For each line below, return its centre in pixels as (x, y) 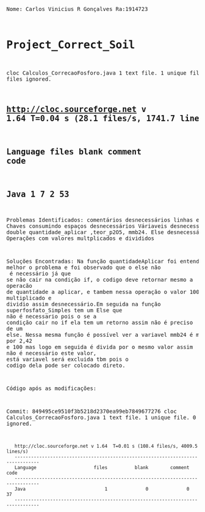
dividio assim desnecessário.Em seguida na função (84, 304)
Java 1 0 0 (102, 489)
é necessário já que (40, 274)
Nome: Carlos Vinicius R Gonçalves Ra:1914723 (77, 9)
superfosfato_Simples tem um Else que (64, 311)
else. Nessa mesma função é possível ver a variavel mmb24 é (100, 335)
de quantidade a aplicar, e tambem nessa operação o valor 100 (103, 292)
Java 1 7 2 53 (38, 194)
